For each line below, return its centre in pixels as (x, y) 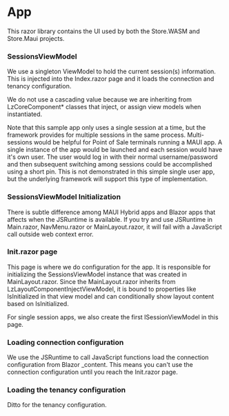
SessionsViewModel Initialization (64, 197)
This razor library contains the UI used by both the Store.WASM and (103, 31)
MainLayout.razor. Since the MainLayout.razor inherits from (91, 281)
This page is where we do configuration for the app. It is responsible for (109, 267)
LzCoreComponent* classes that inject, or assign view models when (104, 107)
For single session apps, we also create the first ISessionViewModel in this (113, 317)
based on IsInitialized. (38, 303)
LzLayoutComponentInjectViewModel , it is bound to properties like (102, 289)
